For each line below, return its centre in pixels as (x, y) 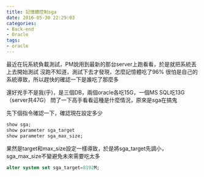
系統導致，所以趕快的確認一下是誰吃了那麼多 (63, 79)
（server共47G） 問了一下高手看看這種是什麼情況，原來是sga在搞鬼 (92, 100)
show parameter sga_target (41, 130)
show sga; (19, 125)
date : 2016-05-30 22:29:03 (41, 18)
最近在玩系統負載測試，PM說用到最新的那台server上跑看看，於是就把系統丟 (101, 64)
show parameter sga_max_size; (45, 136)
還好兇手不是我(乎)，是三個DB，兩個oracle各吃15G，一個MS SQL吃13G (96, 92)
